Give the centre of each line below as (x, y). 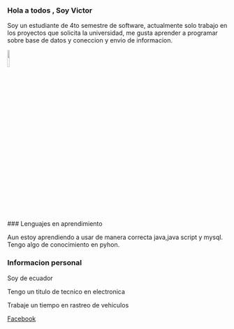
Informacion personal (45, 263)
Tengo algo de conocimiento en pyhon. (64, 245)
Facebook (22, 319)
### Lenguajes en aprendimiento (55, 224)
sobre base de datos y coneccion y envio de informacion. (90, 40)
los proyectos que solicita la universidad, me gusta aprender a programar (112, 33)
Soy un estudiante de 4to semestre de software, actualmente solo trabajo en (117, 26)
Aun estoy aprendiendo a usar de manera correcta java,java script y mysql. (115, 237)
